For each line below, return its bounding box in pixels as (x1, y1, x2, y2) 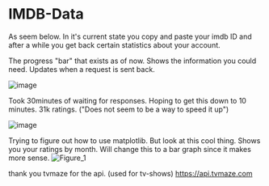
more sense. (8, 153, 50, 163)
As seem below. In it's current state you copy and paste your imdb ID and (8, 32, 252, 41)
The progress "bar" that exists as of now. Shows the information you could (8, 56, 257, 66)
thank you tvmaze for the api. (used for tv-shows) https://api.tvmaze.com (8, 168, 253, 178)
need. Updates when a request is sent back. (8, 64, 155, 74)
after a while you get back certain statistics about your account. (8, 40, 221, 49)
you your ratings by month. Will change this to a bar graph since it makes (8, 144, 252, 154)
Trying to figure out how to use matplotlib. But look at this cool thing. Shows (8, 135, 261, 146)
